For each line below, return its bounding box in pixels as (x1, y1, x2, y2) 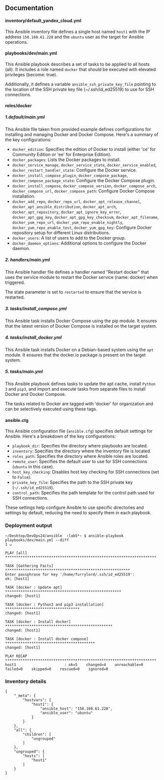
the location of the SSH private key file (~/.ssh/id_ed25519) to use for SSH (5, 86, 154, 92)
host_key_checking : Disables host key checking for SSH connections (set (12, 469, 159, 475)
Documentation (5, 4, 54, 12)
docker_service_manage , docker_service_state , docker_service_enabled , (12, 162, 157, 168)
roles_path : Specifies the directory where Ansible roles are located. (12, 453, 149, 459)
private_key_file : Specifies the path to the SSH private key (12, 479, 133, 485)
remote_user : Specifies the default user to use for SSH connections (12, 459, 147, 465)
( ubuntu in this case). (12, 464, 54, 470)
